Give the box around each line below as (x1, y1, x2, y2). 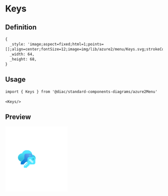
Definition (5, 23, 36, 31)
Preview (5, 113, 31, 121)
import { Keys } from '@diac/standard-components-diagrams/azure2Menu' (5, 89, 157, 94)
